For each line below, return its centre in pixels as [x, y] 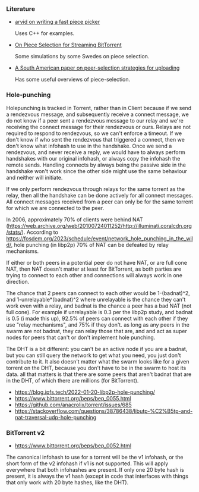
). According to [40, 232]
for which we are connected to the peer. [55, 208]
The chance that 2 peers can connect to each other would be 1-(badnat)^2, [98, 293]
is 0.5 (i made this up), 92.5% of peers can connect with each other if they [97, 318]
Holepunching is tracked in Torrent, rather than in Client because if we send [99, 108]
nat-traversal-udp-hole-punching [56, 417]
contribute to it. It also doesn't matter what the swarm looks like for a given [98, 361]
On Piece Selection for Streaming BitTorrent [68, 45]
